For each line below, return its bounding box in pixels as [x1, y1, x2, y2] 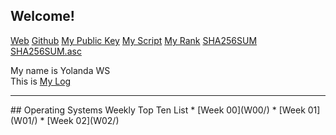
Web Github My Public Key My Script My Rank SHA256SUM [10, 34, 258, 46]
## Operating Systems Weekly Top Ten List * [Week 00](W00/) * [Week [10, 104, 306, 116]
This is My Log [10, 75, 72, 87]
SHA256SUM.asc [10, 45, 82, 57]
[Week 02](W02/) [46, 114, 120, 126]
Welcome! [10, 8, 75, 25]
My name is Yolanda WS [10, 64, 111, 76]
